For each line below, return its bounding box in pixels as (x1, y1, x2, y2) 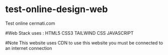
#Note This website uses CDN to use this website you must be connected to (5, 39, 163, 46)
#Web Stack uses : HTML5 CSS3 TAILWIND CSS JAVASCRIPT (5, 30, 134, 36)
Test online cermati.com (5, 20, 55, 26)
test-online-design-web (5, 4, 108, 15)
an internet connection (5, 45, 52, 51)
